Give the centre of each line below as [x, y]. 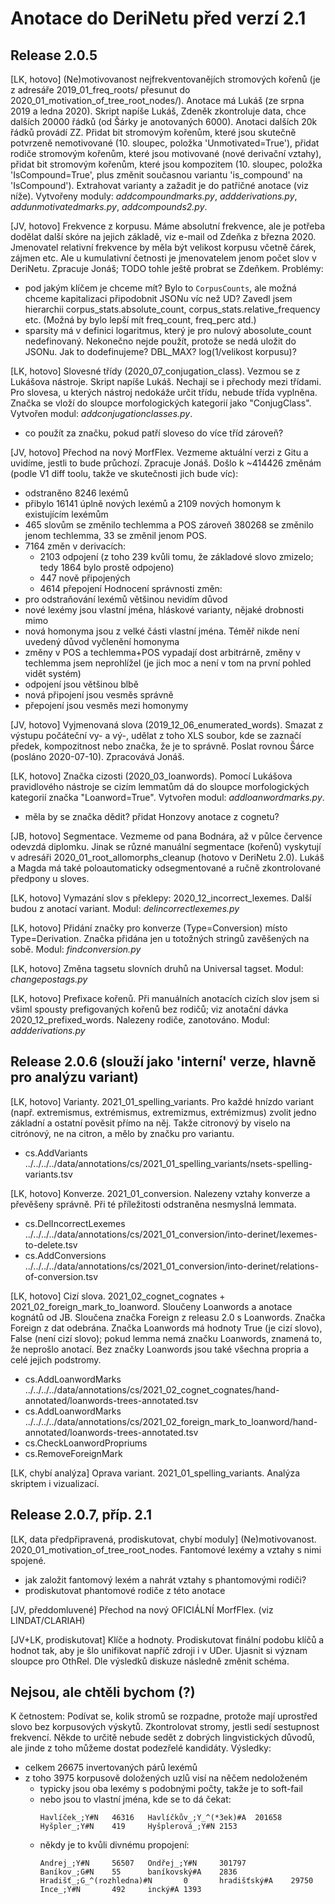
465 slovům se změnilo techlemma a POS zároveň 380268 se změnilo [169, 525]
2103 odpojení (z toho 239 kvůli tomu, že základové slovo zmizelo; [176, 556]
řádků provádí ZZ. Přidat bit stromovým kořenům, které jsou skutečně [153, 132]
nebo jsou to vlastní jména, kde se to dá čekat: [135, 1799]
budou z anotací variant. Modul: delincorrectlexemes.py [125, 908]
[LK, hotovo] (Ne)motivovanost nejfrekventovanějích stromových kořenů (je [165, 79]
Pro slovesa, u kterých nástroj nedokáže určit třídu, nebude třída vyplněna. [164, 392]
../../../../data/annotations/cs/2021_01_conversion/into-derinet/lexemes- [171, 1234]
